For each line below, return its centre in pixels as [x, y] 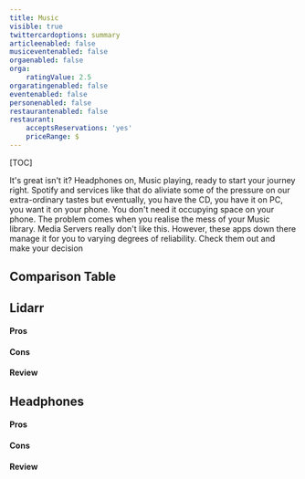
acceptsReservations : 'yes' [79, 129]
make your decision [47, 248]
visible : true [37, 26]
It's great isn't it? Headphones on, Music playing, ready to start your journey [152, 180]
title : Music [34, 18]
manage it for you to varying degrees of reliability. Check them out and [142, 238]
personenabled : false [51, 103]
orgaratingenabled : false [58, 86]
